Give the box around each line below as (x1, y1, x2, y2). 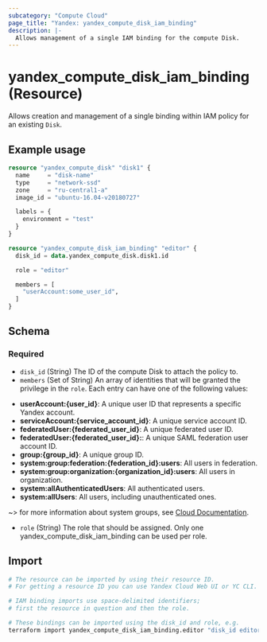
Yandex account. (19, 407, 75, 417)
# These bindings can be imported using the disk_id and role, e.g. (8, 619, 240, 627)
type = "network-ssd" (15, 178, 102, 187)
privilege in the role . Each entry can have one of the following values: (19, 383, 249, 393)
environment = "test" (22, 216, 94, 224)
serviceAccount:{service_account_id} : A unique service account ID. (19, 415, 248, 426)
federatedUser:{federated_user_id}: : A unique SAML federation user (19, 433, 249, 442)
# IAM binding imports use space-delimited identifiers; (8, 597, 201, 605)
